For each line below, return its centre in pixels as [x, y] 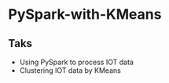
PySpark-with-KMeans [85, 14]
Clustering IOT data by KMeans [70, 70]
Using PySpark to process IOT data [76, 62]
